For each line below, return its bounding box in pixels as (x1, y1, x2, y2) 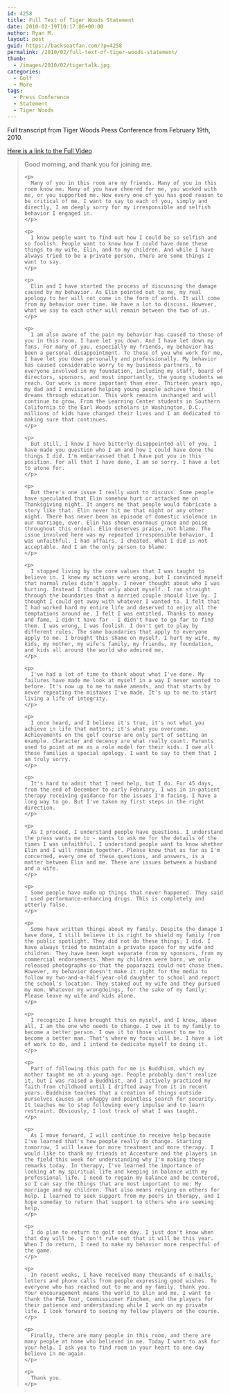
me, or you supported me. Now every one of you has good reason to (24, 191, 223, 198)
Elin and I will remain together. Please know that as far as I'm (24, 846, 220, 853)
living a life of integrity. (24, 695, 109, 702)
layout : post (7, 36, 45, 43)
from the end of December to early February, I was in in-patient (24, 786, 220, 793)
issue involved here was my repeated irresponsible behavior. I (24, 531, 214, 538)
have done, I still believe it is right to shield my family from (24, 932, 220, 939)
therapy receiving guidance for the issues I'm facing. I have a (24, 792, 217, 799)
